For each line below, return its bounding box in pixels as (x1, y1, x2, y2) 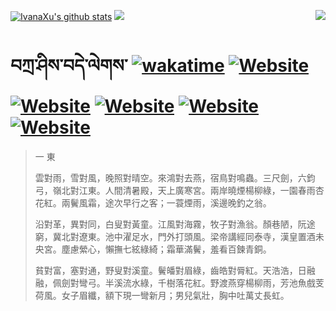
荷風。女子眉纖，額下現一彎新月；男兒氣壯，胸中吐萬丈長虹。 (34, 289, 290, 301)
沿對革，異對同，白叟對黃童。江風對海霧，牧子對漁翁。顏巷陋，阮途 (34, 218, 316, 230)
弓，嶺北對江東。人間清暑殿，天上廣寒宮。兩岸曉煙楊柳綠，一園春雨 (34, 184, 316, 196)
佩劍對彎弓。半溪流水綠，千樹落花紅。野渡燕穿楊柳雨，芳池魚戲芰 (52, 276, 325, 289)
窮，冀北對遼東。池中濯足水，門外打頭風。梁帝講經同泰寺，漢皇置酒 (34, 230, 316, 242)
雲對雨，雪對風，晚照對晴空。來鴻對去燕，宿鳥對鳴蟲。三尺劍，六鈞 (34, 171, 316, 184)
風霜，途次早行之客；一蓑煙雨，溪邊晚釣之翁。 (78, 196, 272, 209)
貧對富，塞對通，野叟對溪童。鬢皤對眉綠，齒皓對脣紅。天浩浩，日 (34, 264, 307, 276)
